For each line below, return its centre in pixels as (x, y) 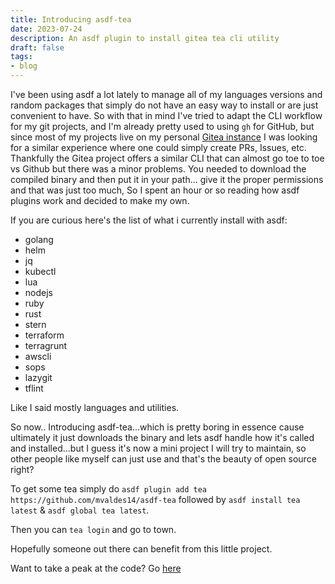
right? (22, 469)
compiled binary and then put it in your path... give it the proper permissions (167, 179)
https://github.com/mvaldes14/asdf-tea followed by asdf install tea (155, 499)
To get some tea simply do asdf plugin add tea (109, 489)
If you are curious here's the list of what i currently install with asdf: (149, 220)
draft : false (37, 47)
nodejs (38, 292)
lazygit (38, 377)
